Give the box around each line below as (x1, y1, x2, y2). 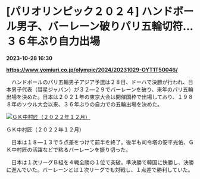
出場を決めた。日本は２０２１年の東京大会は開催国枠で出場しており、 (6, 93, 178, 101)
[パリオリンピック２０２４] (6, 5, 140, 18)
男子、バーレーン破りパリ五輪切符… (17, 20, 193, 33)
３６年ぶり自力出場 (6, 34, 101, 48)
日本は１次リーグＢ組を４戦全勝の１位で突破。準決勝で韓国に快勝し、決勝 (11, 158, 194, 166)
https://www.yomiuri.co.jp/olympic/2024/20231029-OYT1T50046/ (6, 66, 178, 73)
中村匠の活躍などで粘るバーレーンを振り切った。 (11, 146, 132, 153)
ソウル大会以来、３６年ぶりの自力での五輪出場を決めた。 (21, 101, 162, 108)
